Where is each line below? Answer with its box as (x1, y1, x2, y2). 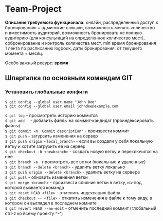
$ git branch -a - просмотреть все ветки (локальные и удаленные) (5, 159, 146, 165)
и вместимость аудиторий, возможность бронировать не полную (5, 30, 142, 35)
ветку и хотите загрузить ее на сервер (5, 143, 86, 149)
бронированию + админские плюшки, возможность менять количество (5, 24, 155, 30)
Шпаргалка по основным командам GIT (5, 74, 133, 82)
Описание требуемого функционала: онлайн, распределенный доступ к (5, 19, 158, 25)
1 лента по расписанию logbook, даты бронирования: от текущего (5, 45, 143, 51)
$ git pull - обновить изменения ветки (5, 174, 88, 180)
